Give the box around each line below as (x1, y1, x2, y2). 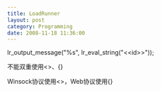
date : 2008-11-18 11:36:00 (7, 29, 85, 37)
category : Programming (7, 23, 73, 30)
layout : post (7, 17, 45, 24)
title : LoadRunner (7, 10, 60, 17)
